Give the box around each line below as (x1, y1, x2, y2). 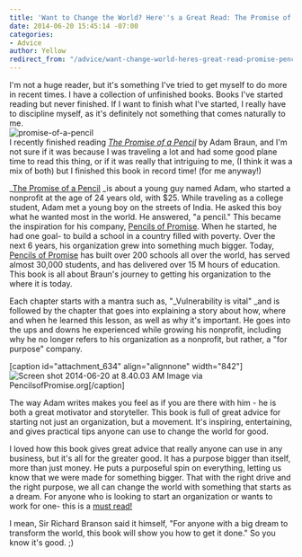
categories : (9, 30, 54, 39)
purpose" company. (9, 343, 83, 354)
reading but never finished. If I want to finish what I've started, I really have (9, 99, 286, 109)
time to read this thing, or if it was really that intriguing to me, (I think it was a (9, 156, 293, 166)
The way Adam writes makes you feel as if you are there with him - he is (9, 397, 277, 408)
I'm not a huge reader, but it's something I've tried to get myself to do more (9, 80, 288, 90)
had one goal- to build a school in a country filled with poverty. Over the (9, 231, 276, 241)
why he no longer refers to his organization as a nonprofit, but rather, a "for (9, 334, 288, 344)
